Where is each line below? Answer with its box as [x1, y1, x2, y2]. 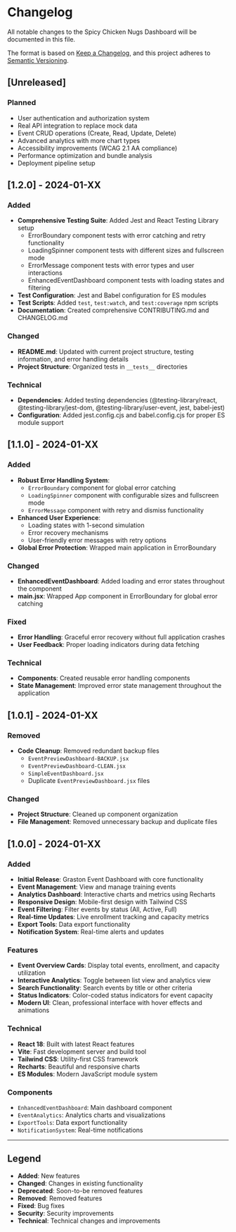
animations [17, 1006, 50, 1015]
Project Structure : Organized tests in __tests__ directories [17, 362, 188, 371]
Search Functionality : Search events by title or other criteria [17, 984, 192, 992]
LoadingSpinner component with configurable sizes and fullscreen [27, 491, 219, 499]
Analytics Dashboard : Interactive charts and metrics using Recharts [17, 890, 216, 899]
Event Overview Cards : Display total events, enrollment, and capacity [17, 961, 220, 970]
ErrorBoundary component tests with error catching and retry [27, 231, 206, 240]
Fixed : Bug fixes [17, 1201, 65, 1209]
